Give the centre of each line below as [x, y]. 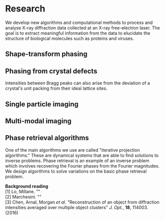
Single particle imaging [42, 104]
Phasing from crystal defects [51, 71]
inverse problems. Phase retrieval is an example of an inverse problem [77, 161]
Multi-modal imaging [38, 121]
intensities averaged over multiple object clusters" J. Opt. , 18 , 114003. [77, 207]
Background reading [27, 186]
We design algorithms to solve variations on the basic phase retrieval [76, 171]
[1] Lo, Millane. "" [23, 191]
